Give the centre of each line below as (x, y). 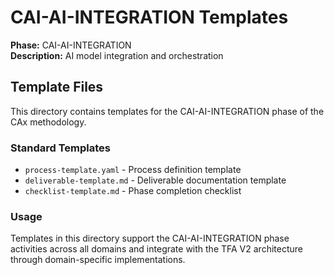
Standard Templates (61, 148)
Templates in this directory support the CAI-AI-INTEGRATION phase (150, 238)
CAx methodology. (48, 122)
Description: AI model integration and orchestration (117, 55)
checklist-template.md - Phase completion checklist (133, 191)
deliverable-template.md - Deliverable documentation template (155, 180)
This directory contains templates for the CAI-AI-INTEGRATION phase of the (167, 111)
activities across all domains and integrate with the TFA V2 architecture (156, 249)
